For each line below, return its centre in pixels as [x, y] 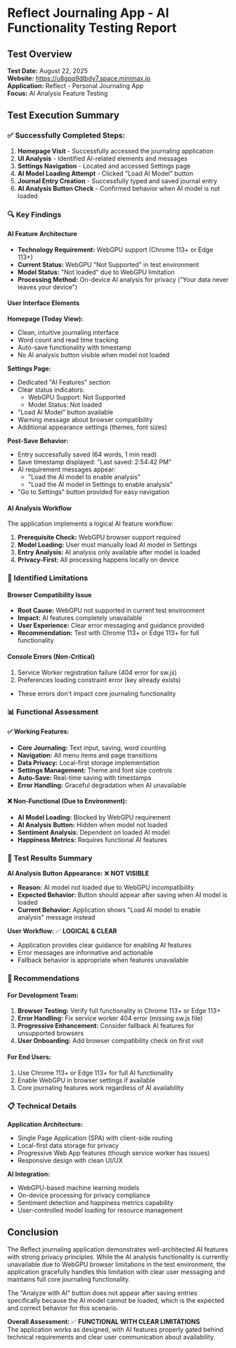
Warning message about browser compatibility [85, 420]
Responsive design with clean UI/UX [70, 1160]
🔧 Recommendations [43, 979]
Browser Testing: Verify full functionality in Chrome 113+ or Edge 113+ [119, 1011]
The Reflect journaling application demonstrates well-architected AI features [118, 1249]
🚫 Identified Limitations [48, 578]
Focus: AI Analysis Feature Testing [58, 93]
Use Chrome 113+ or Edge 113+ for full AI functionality [95, 1072]
